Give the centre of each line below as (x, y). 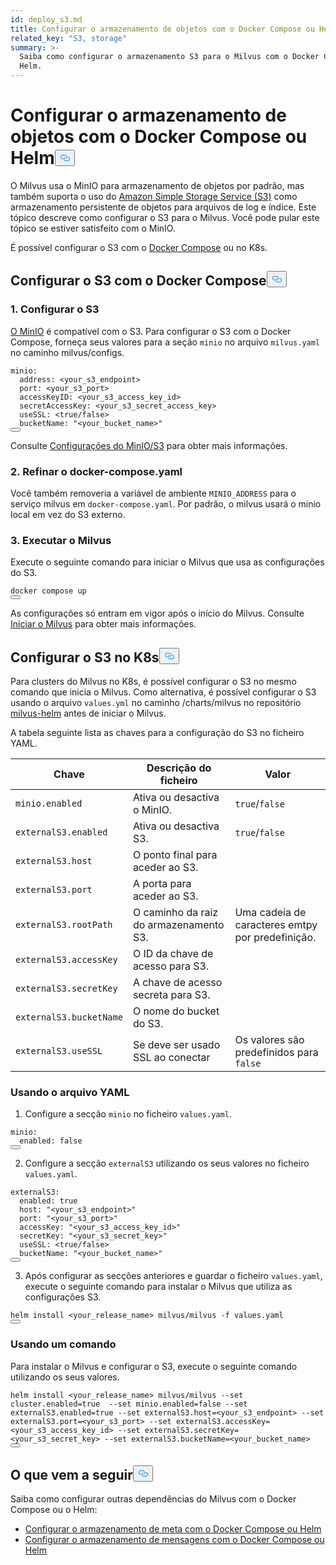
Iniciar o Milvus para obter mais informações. (103, 624)
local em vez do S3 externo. (68, 514)
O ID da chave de (173, 954)
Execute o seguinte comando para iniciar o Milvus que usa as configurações (167, 562)
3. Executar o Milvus (61, 540)
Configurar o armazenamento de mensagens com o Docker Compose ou (174, 1540)
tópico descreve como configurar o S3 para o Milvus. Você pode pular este (165, 217)
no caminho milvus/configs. (67, 352)
